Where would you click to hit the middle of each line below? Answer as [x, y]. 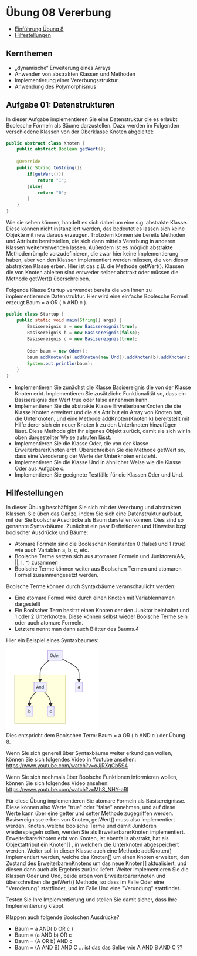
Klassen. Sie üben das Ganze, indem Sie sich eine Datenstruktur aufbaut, [94, 514]
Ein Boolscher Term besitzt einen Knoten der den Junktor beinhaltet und [102, 610]
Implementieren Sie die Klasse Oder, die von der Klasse [81, 443]
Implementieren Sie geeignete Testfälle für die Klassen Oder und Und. [99, 474]
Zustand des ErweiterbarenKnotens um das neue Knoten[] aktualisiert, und [96, 863]
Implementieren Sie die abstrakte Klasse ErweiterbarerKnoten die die [98, 406]
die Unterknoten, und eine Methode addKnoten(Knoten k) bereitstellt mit [102, 418]
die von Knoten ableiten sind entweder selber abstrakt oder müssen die [92, 273]
